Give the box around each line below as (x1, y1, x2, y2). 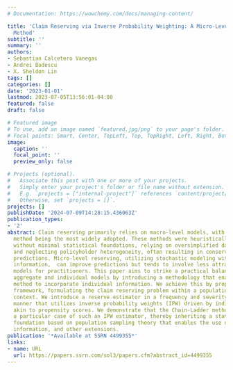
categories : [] (7, 81, 51, 88)
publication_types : (7, 216, 64, 223)
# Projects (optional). (7, 171, 76, 178)
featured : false (7, 100, 54, 108)
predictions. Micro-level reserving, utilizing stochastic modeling (13, 255, 216, 262)
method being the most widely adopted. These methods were (13, 235, 188, 242)
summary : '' (7, 42, 42, 49)
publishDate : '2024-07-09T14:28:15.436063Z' (7, 209, 138, 216)
